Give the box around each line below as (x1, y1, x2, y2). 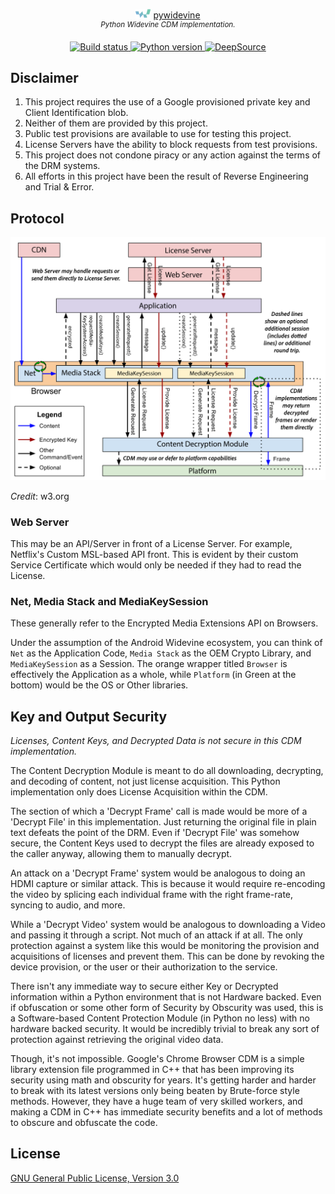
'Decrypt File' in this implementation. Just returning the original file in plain (10, 816, 317, 828)
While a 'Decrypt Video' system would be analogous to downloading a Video (10, 919, 326, 931)
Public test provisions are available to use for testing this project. (24, 128, 292, 140)
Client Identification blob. (24, 107, 129, 119)
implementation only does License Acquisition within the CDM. (10, 786, 268, 798)
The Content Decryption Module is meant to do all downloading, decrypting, (10, 765, 324, 777)
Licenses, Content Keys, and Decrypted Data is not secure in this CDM (10, 735, 302, 747)
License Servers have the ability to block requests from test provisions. (24, 139, 318, 151)
